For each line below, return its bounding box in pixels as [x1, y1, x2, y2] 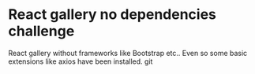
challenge [8, 22, 75, 40]
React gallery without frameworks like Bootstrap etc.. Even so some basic [8, 48, 248, 57]
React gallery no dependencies [8, 6, 217, 24]
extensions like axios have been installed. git [8, 57, 153, 66]
